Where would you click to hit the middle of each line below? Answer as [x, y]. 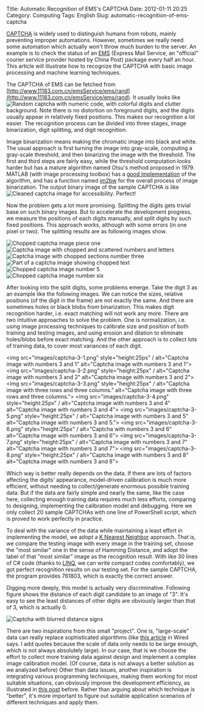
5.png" [15, 416]
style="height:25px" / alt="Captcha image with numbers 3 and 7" [106, 442]
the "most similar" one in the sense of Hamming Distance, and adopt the [97, 550]
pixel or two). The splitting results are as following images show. [87, 231]
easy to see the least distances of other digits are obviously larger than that [101, 601]
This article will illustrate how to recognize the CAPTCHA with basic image [100, 66]
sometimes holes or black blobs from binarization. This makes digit [90, 307]
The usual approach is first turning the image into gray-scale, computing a [100, 148]
